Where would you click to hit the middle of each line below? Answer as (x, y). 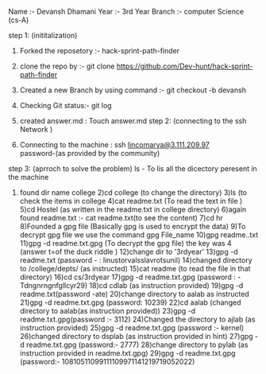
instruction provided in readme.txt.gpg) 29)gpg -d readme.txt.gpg (127, 353)
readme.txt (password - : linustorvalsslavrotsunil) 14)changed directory (136, 260)
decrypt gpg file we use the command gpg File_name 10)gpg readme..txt (139, 235)
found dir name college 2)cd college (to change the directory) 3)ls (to (133, 193)
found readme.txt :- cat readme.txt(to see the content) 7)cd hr (121, 218)
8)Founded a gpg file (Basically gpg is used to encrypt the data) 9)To (133, 226)
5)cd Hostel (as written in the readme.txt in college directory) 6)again (133, 209)
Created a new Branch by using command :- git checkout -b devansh (133, 90)
